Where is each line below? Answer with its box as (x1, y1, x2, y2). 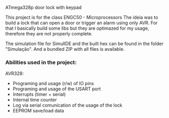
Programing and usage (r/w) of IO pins (12, 81, 94, 87)
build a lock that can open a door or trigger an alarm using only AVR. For (5, 20, 158, 26)
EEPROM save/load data (12, 108, 64, 114)
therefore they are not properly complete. (5, 31, 93, 36)
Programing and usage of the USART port (12, 86, 101, 92)
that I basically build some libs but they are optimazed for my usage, (5, 25, 150, 31)
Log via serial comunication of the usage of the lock (12, 102, 123, 108)
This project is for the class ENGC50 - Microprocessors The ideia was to (5, 14, 158, 20)
